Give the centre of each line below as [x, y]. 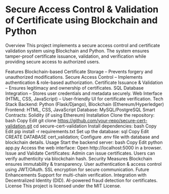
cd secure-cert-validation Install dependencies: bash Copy [95, 126]
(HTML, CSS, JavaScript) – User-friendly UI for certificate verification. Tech [84, 99]
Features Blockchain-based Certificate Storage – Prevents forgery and [79, 71]
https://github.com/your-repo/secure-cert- [103, 120]
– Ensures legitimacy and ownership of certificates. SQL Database [75, 88]
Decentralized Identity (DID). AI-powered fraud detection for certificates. [81, 180]
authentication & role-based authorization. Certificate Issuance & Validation [84, 82]
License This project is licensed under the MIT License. [63, 186]
